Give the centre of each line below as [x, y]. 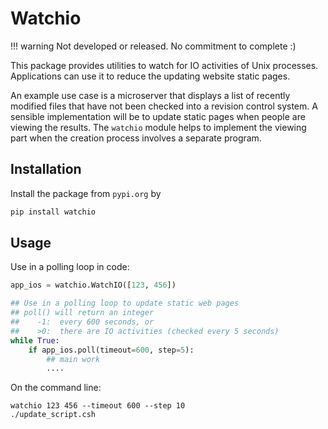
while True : [35, 340]
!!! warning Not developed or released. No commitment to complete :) [153, 46]
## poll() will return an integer [82, 313]
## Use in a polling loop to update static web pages [125, 303]
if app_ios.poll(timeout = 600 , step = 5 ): [111, 350]
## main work [73, 359]
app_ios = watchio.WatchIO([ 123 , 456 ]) [93, 285]
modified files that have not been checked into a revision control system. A [164, 106]
